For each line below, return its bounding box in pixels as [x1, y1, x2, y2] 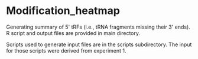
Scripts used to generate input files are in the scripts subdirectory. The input [6, 41, 192, 48]
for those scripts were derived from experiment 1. [6, 47, 126, 54]
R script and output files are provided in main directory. [6, 29, 141, 36]
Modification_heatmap [6, 4, 120, 18]
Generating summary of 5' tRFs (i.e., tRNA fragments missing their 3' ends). [6, 23, 190, 30]
